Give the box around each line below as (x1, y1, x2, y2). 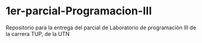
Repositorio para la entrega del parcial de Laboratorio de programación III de (5, 24, 197, 31)
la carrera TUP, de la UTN (5, 30, 70, 37)
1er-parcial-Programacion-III (5, 4, 152, 18)
